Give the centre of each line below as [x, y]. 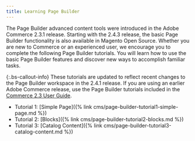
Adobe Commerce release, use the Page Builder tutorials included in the [93, 89]
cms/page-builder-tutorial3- [137, 125]
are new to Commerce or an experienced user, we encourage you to [88, 47]
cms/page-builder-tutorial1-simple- [136, 106]
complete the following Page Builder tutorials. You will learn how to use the [96, 53]
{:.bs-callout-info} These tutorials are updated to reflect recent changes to [96, 77]
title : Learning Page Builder [43, 11]
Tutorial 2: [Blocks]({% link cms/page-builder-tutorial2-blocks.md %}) [99, 119]
